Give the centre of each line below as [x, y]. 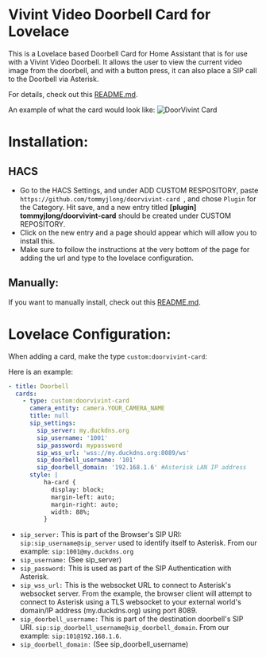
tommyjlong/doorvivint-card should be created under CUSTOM [125, 216]
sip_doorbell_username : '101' [87, 460]
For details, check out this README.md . [73, 94]
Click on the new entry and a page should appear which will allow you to [138, 232]
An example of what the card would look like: [82, 110]
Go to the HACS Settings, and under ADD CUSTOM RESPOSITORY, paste [139, 190]
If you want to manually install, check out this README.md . [104, 302]
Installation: [48, 142]
